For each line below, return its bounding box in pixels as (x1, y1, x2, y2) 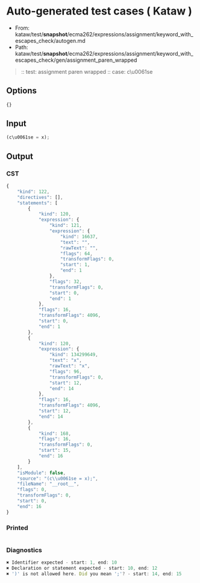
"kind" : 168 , (38, 431, 71, 437)
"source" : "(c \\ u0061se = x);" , (17, 475, 98, 481)
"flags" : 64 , (60, 250, 93, 256)
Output (6, 151, 33, 161)
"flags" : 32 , (49, 278, 83, 285)
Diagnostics (6, 546, 42, 554)
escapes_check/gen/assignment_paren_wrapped (14, 56, 137, 64)
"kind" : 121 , (49, 223, 83, 229)
